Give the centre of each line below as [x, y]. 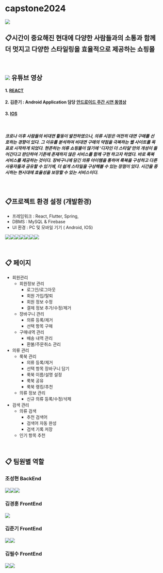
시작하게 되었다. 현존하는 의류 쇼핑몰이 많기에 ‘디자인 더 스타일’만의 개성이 [83, 148]
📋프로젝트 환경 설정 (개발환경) [48, 201]
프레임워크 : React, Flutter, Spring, [45, 216]
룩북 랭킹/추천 [40, 387]
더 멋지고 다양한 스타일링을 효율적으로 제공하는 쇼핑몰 [80, 49]
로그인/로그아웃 [41, 290]
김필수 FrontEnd [24, 554]
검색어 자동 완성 [41, 423]
